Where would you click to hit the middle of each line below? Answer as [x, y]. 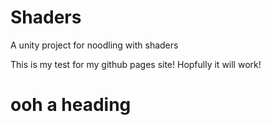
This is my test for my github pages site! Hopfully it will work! [136, 64]
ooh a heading [71, 105]
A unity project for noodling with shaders [94, 45]
